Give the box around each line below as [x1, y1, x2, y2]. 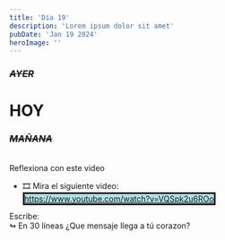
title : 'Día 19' [9, 13, 70, 22]
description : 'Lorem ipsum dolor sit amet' [9, 21, 175, 30]
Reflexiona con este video [9, 162, 105, 173]
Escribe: [9, 210, 40, 221]
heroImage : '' [9, 38, 63, 47]
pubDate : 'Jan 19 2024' [9, 30, 99, 39]
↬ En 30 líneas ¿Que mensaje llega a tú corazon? [9, 220, 191, 231]
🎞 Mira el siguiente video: [22, 180, 119, 191]
